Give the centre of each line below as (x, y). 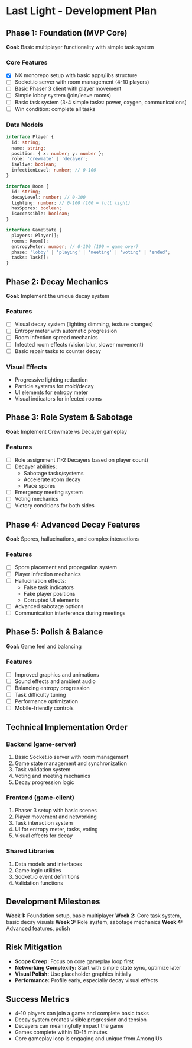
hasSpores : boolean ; (37, 208)
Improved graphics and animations (57, 674)
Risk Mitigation (34, 947)
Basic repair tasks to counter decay (58, 351)
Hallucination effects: (40, 580)
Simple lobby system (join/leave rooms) (63, 96)
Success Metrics (38, 999)
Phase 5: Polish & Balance (55, 632)
